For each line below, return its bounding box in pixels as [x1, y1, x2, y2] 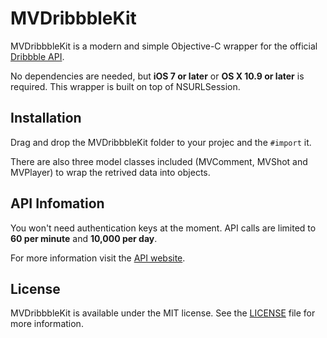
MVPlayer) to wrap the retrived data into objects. [10, 166, 211, 178]
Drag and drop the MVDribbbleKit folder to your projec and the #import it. [10, 136, 312, 148]
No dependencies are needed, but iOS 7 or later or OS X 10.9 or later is [10, 70, 305, 82]
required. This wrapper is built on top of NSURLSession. [10, 80, 241, 92]
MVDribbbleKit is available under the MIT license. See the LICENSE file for [10, 307, 316, 319]
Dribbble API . [10, 50, 65, 62]
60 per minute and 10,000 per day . [10, 232, 158, 244]
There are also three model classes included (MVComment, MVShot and [10, 155, 308, 167]
